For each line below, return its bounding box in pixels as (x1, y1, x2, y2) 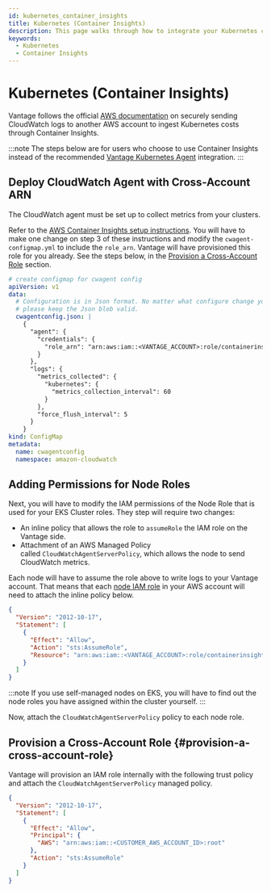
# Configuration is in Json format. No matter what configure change (15, 298, 254, 306)
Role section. (8, 259, 52, 269)
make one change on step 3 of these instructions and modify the (8, 233, 223, 243)
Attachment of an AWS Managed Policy (19, 540, 152, 550)
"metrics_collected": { (37, 373, 117, 381)
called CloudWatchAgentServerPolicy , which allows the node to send (19, 549, 245, 559)
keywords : (8, 34, 42, 43)
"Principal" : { (29, 831, 81, 840)
